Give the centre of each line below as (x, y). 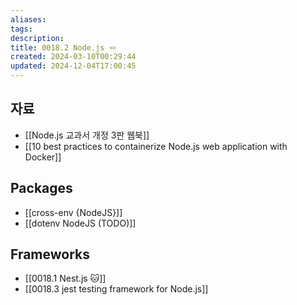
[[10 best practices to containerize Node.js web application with (156, 146)
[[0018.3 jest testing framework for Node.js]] (116, 289)
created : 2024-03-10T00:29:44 (73, 57)
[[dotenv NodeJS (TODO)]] (80, 223)
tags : (21, 29)
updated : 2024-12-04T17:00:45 (73, 66)
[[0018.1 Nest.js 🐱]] (65, 278)
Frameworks (50, 254)
